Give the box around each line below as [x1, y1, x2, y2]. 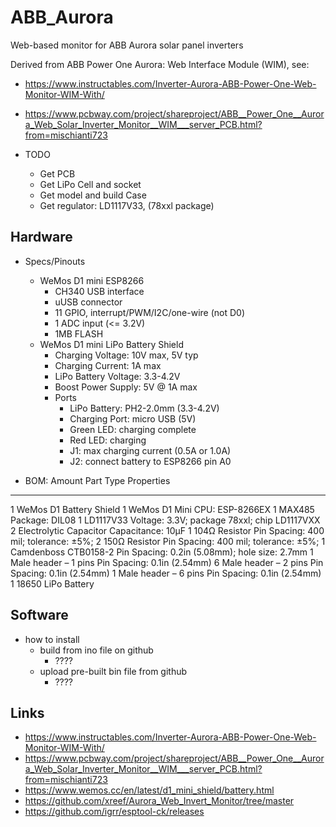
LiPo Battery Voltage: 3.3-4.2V [54, 370, 181, 382]
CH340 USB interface [54, 285, 145, 297]
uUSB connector [54, 296, 123, 308]
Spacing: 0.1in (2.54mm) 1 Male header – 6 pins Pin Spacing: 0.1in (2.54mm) [10, 567, 322, 579]
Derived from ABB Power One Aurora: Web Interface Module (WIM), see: [10, 58, 310, 70]
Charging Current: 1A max [54, 359, 162, 371]
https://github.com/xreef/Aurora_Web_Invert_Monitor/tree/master [24, 795, 295, 807]
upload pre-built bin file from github [39, 665, 188, 677]
